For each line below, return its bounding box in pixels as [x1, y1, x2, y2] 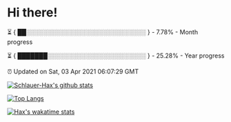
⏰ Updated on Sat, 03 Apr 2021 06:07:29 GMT [7, 67, 139, 75]
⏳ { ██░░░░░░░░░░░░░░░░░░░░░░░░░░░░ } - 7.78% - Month [7, 27, 199, 36]
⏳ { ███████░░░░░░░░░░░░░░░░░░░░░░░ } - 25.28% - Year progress [7, 51, 225, 60]
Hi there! [7, 5, 58, 21]
